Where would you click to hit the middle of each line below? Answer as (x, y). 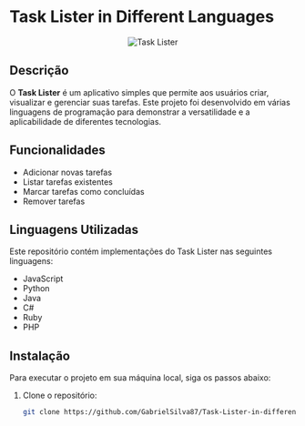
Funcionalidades (58, 151)
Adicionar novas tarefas (67, 172)
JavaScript (43, 279)
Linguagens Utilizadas (74, 229)
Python (36, 289)
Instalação (40, 355)
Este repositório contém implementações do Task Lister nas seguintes (141, 251)
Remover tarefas (54, 201)
